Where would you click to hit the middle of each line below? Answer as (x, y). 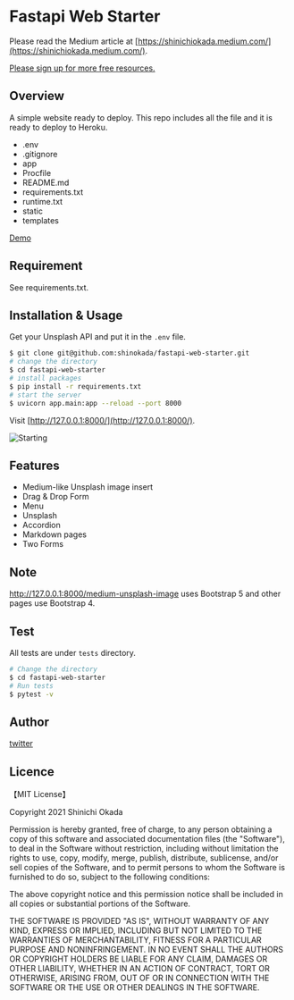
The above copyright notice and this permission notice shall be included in (146, 895)
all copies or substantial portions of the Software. (100, 903)
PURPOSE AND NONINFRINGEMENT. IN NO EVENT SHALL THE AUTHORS (147, 950)
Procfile (37, 172)
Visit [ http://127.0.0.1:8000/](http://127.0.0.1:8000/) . (102, 420)
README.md (46, 182)
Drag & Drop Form (55, 497)
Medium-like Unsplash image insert (88, 487)
